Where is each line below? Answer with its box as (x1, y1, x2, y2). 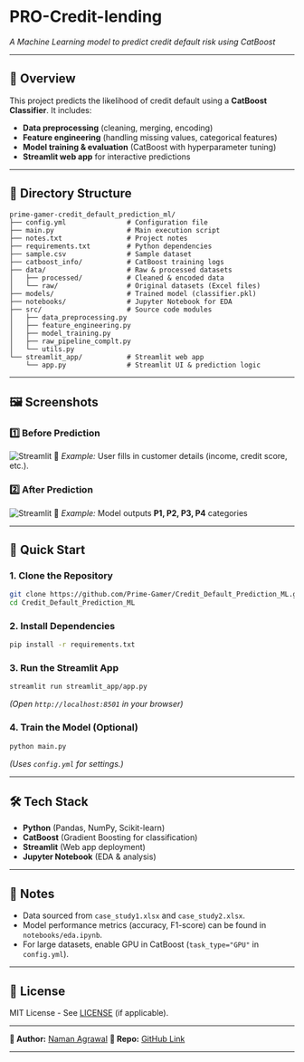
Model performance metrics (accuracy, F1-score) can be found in (22, 920, 267, 931)
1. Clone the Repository (9, 569, 113, 581)
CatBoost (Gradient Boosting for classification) (22, 832, 198, 843)
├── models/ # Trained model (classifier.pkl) (9, 289, 257, 298)
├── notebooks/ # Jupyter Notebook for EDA (9, 297, 233, 306)
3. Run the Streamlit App (9, 662, 119, 675)
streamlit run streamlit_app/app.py (9, 682, 147, 692)
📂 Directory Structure (9, 186, 133, 201)
